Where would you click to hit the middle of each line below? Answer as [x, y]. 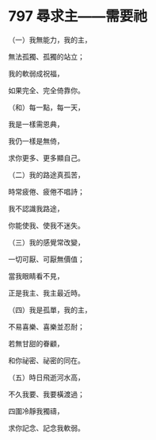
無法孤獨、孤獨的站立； [46, 56]
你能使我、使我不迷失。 [46, 225]
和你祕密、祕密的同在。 [46, 360]
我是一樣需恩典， [36, 124]
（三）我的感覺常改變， [46, 242]
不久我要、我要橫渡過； [46, 394]
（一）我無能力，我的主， [50, 40]
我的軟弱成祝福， [36, 73]
